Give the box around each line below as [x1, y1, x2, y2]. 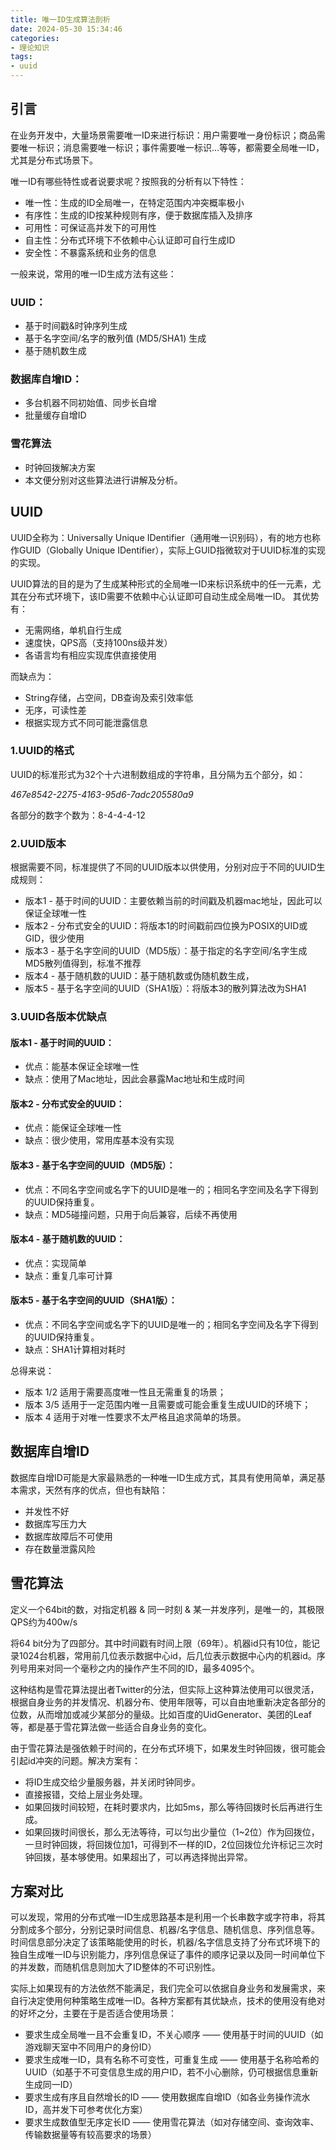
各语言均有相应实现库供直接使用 [24, 649, 157, 661]
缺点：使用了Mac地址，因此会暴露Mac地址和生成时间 [24, 1073, 245, 1085]
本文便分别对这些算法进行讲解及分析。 [24, 474, 183, 486]
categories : [10, 33, 60, 43]
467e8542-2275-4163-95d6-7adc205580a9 [10, 788, 194, 800]
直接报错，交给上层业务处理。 [24, 1788, 148, 1800]
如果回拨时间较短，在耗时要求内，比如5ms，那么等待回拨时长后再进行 [24, 1801, 315, 1813]
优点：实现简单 [24, 1257, 87, 1269]
